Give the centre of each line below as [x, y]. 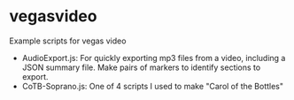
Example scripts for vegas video [68, 41]
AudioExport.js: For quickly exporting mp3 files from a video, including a [154, 58]
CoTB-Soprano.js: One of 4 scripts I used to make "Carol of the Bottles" [153, 86]
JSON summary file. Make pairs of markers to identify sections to [141, 67]
